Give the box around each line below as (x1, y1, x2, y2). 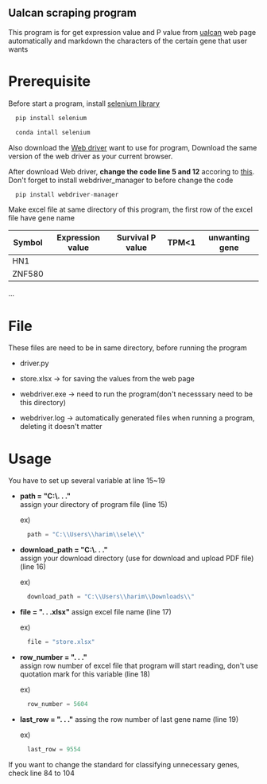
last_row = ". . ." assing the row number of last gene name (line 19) (19, 714, 239, 724)
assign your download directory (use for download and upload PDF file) (19, 553, 254, 564)
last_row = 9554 (27, 745, 81, 753)
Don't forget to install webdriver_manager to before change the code (8, 175, 234, 185)
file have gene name (8, 213, 75, 223)
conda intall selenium (15, 128, 91, 136)
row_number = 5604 (27, 700, 88, 708)
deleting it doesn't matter (19, 422, 103, 431)
